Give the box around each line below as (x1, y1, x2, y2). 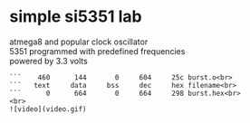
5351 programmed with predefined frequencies (9, 45, 186, 56)
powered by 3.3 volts (9, 55, 88, 66)
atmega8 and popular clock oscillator (9, 36, 149, 47)
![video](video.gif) (9, 104, 88, 114)
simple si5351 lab (9, 6, 142, 27)
